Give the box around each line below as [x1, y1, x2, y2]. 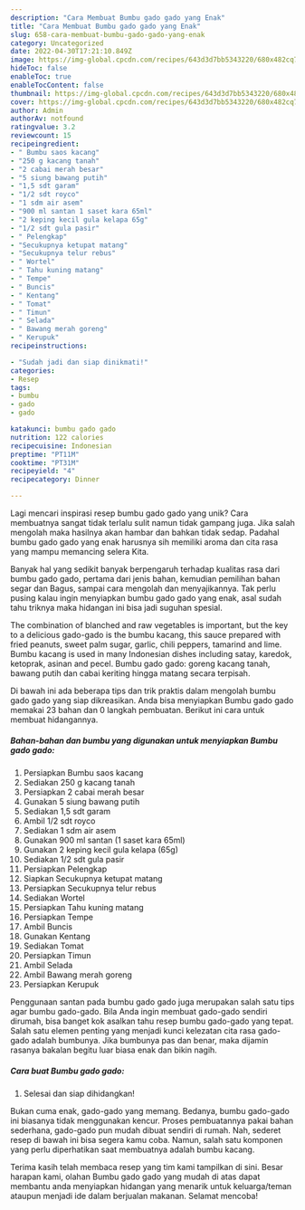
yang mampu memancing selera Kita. [10, 547, 149, 557]
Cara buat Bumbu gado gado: [10, 1065, 125, 1076]
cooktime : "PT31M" [10, 458, 80, 467]
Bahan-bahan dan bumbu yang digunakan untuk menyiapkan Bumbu [10, 735, 279, 746]
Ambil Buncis [23, 920, 73, 932]
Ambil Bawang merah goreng [23, 969, 132, 980]
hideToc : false [10, 64, 68, 73]
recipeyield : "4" [10, 467, 76, 476]
